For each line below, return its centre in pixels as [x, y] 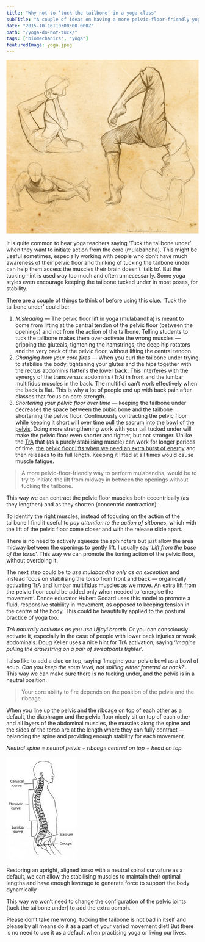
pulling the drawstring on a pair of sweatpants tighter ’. [75, 649]
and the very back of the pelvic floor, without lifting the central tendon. [104, 351]
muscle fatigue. [35, 461]
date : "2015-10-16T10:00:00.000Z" [50, 26]
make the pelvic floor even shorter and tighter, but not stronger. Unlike [103, 436]
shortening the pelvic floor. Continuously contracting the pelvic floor [101, 416]
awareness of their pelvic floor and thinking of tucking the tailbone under [98, 263]
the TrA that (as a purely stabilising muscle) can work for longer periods [105, 442]
